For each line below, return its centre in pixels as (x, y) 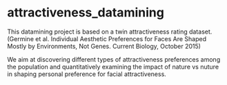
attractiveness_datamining (86, 13)
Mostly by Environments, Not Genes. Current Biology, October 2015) (104, 46)
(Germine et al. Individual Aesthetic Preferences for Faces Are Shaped (107, 38)
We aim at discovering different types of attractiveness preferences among (114, 59)
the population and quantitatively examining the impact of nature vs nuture (113, 66)
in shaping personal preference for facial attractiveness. (87, 74)
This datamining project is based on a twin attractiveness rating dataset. (110, 32)
